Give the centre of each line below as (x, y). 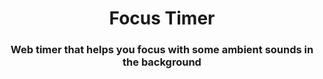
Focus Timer (162, 18)
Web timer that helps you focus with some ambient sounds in (162, 50)
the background (162, 62)
